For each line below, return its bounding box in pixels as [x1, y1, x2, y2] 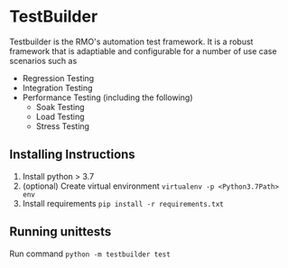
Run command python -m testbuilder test [9, 248, 172, 259]
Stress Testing [35, 120, 90, 132]
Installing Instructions [9, 147, 135, 162]
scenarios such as [9, 55, 78, 66]
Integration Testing [22, 82, 93, 93]
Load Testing [35, 111, 85, 122]
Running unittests [9, 224, 112, 240]
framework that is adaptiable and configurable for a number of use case [9, 45, 277, 56]
